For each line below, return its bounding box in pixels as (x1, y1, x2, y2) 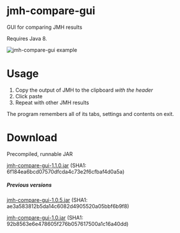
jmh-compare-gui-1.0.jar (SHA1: (6, 214, 84, 221)
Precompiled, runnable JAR (6, 150, 73, 157)
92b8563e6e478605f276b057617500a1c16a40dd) (6, 220, 129, 227)
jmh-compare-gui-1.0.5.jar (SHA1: (6, 196, 88, 204)
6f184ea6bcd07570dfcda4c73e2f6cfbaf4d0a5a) (6, 168, 125, 175)
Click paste (15, 92, 43, 99)
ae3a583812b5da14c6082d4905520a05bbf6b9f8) (6, 202, 129, 209)
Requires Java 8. (6, 35, 48, 42)
